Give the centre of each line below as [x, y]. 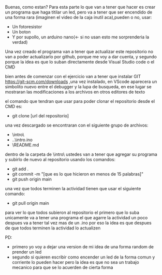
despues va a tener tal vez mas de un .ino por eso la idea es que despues [78, 223]
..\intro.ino [22, 140]
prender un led [27, 252]
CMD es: [14, 106]
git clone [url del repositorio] [40, 116]
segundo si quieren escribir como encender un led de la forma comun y [83, 257]
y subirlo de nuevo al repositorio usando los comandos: [60, 159]
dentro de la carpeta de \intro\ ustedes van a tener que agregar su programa [81, 154]
